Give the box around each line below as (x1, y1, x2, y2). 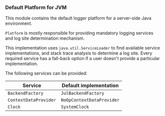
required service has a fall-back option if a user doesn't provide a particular (5, 56, 160, 61)
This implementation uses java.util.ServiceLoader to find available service (5, 45, 160, 51)
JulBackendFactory (61, 91, 104, 96)
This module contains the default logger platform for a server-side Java (5, 15, 152, 21)
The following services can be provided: (5, 70, 88, 76)
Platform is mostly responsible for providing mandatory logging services (5, 30, 154, 36)
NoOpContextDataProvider (61, 97, 120, 103)
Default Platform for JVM (5, 4, 67, 11)
